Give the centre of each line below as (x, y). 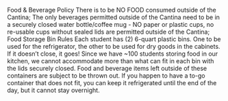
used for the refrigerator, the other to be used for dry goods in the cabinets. (114, 46)
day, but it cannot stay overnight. (54, 90)
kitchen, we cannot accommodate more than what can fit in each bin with (111, 61)
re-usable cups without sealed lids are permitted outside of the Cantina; (109, 32)
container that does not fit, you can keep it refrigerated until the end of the (112, 83)
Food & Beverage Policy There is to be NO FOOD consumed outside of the (112, 10)
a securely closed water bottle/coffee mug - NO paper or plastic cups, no (111, 24)
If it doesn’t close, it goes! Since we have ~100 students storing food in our (113, 54)
